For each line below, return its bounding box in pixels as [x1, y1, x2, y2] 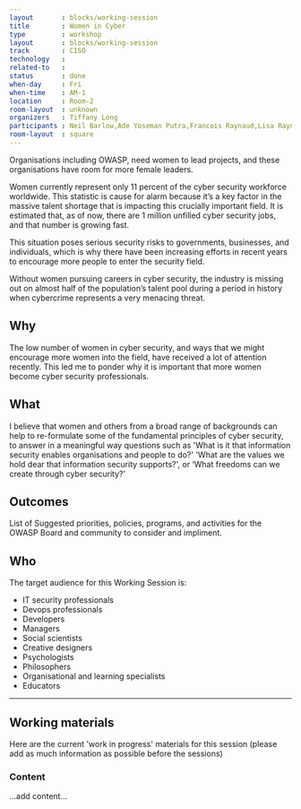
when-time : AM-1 [9, 88, 87, 97]
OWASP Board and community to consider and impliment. [9, 527, 222, 538]
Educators [21, 681, 61, 692]
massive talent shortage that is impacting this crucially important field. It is [9, 200, 284, 211]
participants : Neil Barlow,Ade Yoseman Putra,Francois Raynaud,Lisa [9, 122, 275, 131]
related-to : [9, 64, 66, 73]
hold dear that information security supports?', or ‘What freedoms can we [9, 458, 280, 469]
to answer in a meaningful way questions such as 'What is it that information [9, 439, 291, 450]
